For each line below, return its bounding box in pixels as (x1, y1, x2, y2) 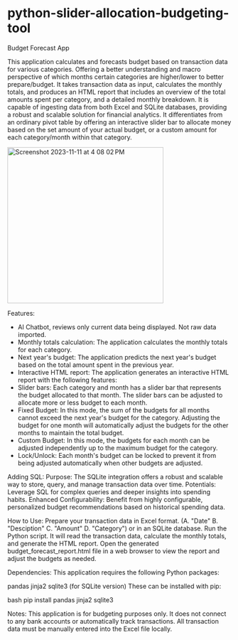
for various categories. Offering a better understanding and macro (7, 65, 201, 73)
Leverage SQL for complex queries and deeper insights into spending (7, 487, 211, 496)
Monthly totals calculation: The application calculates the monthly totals (17, 338, 228, 346)
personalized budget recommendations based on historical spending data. (7, 503, 225, 511)
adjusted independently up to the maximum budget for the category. (17, 443, 218, 452)
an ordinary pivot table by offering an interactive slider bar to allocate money (7, 117, 232, 126)
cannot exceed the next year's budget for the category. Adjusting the (17, 413, 220, 422)
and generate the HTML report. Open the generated (7, 539, 159, 548)
